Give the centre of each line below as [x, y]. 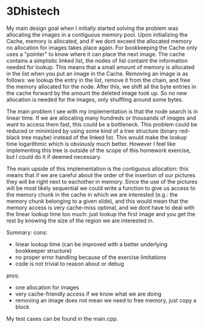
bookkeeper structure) [43, 250]
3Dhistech [33, 11]
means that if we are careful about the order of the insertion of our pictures [101, 175]
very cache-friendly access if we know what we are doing [88, 294]
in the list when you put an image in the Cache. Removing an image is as [97, 73]
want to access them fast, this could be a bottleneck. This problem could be [102, 124]
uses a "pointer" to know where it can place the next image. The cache [96, 54]
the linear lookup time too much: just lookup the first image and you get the [101, 214]
